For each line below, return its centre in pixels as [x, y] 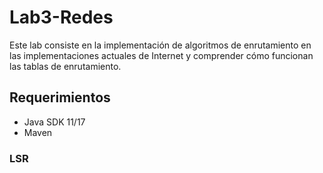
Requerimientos [60, 97]
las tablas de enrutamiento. [65, 66]
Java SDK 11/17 [54, 122]
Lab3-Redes [61, 17]
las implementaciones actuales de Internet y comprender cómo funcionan [161, 55]
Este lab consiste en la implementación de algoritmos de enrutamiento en [160, 45]
